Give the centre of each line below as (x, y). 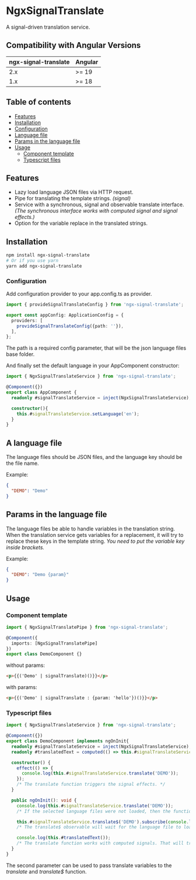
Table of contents (38, 102)
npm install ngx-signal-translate (48, 255)
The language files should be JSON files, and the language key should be (94, 457)
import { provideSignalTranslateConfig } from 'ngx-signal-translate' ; (95, 305)
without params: (26, 665)
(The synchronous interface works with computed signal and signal (96, 211)
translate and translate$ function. (46, 871)
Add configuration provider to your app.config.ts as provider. (79, 294)
